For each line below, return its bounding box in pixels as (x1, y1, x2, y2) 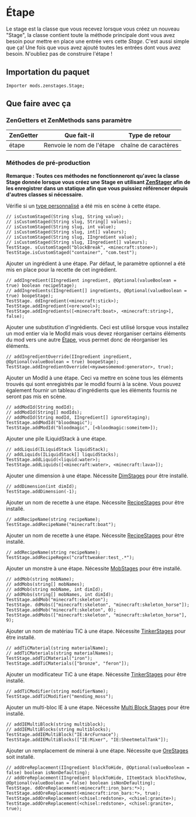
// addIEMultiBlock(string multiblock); (6, 721, 106, 727)
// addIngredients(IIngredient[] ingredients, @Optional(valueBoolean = (6, 287, 187, 293)
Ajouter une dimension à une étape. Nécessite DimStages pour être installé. (6, 472, 188, 479)
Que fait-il (64, 131, 95, 140)
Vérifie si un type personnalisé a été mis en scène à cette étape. (6, 202, 161, 209)
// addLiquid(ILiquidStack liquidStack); (6, 446, 109, 452)
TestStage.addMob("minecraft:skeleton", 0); (6, 607, 116, 613)
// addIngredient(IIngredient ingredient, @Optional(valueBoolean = (6, 277, 177, 283)
